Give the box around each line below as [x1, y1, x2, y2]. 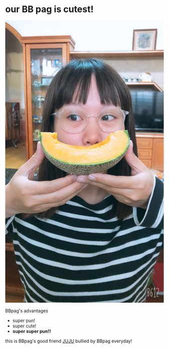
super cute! [12, 323, 37, 329]
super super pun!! [12, 328, 51, 334]
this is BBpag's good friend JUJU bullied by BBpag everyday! [5, 338, 132, 344]
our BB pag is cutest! [5, 4, 94, 15]
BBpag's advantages [5, 308, 49, 314]
